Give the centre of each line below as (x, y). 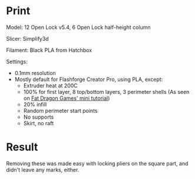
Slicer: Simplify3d (27, 38)
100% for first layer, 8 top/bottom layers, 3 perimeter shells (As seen (106, 92)
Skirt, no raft (39, 123)
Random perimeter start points (60, 110)
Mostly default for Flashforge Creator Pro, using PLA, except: (89, 79)
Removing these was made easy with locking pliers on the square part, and (97, 163)
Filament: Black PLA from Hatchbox (49, 50)
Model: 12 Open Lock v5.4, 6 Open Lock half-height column (79, 27)
